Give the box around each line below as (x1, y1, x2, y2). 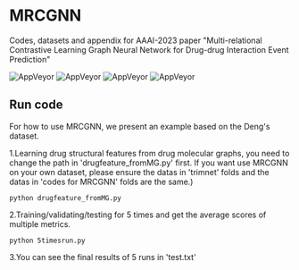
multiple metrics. (9, 218, 71, 229)
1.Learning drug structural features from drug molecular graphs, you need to (9, 148, 290, 158)
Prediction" (9, 54, 51, 64)
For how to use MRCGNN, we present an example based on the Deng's (9, 121, 270, 131)
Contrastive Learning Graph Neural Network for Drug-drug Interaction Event (9, 44, 289, 55)
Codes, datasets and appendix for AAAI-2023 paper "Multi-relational (9, 35, 262, 46)
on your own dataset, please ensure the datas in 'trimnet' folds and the (9, 166, 270, 177)
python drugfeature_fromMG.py (9, 193, 122, 202)
